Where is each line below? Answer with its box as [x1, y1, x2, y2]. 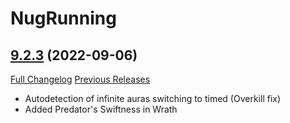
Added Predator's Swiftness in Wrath [24, 103, 178, 115]
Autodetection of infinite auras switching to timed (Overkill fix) [24, 93, 282, 104]
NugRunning [10, 7, 117, 30]
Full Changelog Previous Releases [10, 73, 151, 85]
